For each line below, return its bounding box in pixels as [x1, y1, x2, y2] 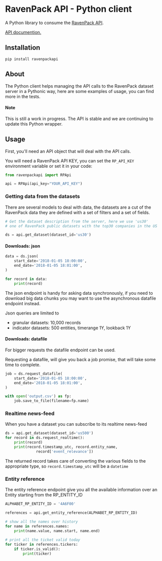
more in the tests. [5, 93, 41, 99]
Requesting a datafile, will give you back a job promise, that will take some [5, 356, 156, 362]
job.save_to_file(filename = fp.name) [14, 399, 90, 404]
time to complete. [5, 362, 41, 368]
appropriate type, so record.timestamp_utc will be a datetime [5, 463, 129, 469]
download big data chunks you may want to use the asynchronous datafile [5, 295, 156, 301]
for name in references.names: [5, 524, 69, 529]
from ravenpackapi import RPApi [5, 172, 71, 178]
